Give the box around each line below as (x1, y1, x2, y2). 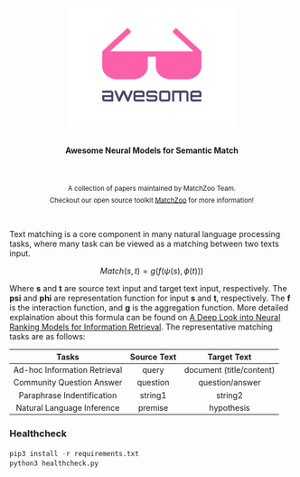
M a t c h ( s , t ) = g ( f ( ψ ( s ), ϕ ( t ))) (99, 265, 204, 277)
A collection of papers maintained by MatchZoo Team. (67, 184, 237, 193)
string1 (139, 389, 167, 400)
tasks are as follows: (9, 331, 86, 342)
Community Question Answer (13, 377, 123, 388)
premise (137, 402, 169, 413)
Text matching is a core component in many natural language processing (9, 229, 281, 240)
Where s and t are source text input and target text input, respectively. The (9, 283, 287, 294)
